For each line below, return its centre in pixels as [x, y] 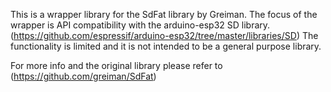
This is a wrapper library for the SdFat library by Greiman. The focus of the [164, 14]
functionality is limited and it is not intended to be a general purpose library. [166, 46]
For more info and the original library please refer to [116, 65]
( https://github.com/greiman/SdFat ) [83, 76]
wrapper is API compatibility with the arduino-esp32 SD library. [140, 25]
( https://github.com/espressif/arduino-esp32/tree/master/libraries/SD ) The [164, 35]
